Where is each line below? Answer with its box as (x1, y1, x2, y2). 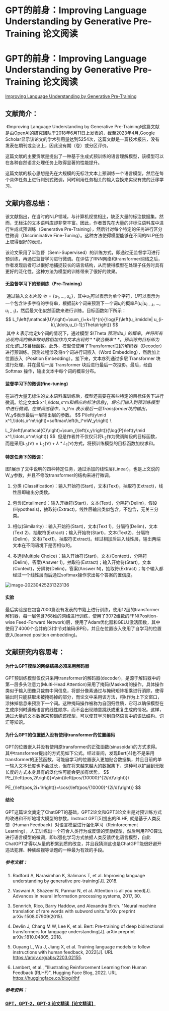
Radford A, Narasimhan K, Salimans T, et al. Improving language (12, 872, 145, 878)
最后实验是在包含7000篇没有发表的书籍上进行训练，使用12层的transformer (5, 606, 160, 612)
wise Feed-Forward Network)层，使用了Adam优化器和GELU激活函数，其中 (5, 619, 160, 625)
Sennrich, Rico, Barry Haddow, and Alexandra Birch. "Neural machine (12, 902, 157, 909)
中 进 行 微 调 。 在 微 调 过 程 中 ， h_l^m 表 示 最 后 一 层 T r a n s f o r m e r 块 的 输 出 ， (5, 405, 150, 411)
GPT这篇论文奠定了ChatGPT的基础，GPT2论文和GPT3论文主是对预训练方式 (5, 809, 162, 815)
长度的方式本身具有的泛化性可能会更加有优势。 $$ (5, 769, 109, 775)
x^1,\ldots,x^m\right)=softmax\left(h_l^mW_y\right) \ (5, 417, 112, 423)
